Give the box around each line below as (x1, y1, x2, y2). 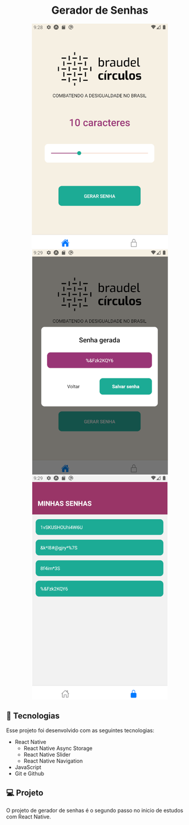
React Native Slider (23, 751, 71, 758)
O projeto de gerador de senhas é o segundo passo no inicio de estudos (6, 807, 184, 814)
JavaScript (14, 763, 42, 771)
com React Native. (6, 813, 52, 820)
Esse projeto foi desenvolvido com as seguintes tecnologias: (6, 727, 155, 734)
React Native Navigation (23, 757, 83, 764)
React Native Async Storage (23, 745, 93, 752)
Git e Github (14, 770, 45, 777)
